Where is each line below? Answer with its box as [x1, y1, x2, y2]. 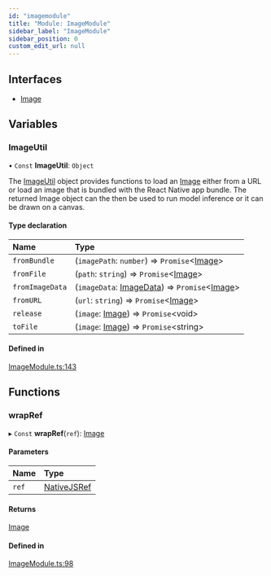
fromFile [12, 269, 46, 278]
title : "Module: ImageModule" [8, 20, 111, 28]
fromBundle [12, 255, 55, 265]
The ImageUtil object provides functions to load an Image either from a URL [8, 176, 262, 185]
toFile [12, 322, 38, 331]
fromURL [12, 295, 42, 305]
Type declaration [8, 220, 68, 230]
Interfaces [8, 72, 63, 86]
